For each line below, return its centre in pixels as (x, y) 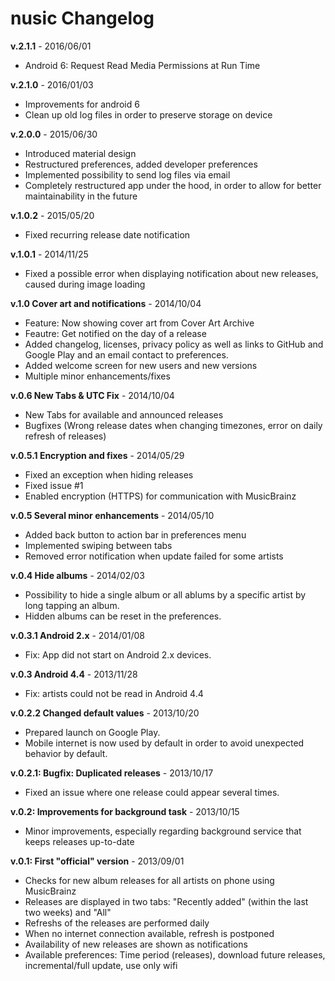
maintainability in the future (81, 196)
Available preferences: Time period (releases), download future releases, (175, 954)
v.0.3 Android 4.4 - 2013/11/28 (74, 674)
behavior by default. (66, 753)
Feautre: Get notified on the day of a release (115, 333)
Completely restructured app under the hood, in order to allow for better (173, 185)
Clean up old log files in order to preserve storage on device (148, 114)
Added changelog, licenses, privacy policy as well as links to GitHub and (174, 344)
